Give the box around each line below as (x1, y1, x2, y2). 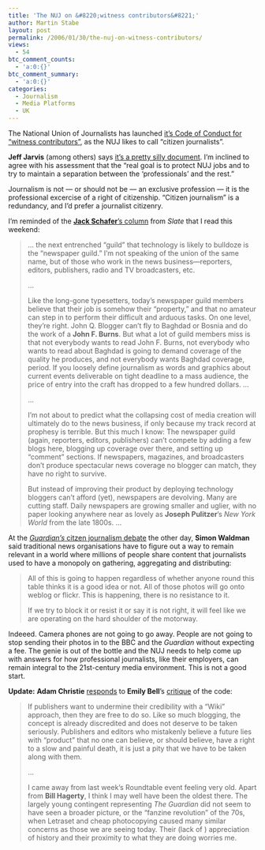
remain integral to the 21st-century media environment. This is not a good (8, 663, 247, 672)
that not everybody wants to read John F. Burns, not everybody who (27, 338, 250, 347)
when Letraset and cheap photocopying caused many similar (27, 816, 226, 826)
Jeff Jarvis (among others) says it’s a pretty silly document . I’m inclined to (8, 152, 250, 162)
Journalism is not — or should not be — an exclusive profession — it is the (8, 185, 250, 193)
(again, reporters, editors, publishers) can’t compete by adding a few (27, 436, 252, 444)
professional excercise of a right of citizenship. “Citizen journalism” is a (8, 193, 240, 202)
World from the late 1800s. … (27, 518, 122, 527)
